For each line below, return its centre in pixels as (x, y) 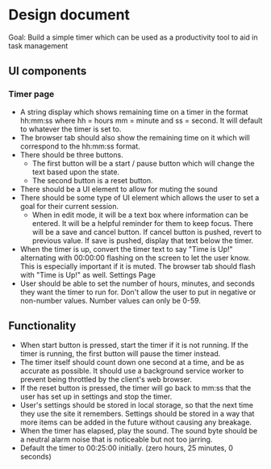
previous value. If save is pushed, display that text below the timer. (143, 241)
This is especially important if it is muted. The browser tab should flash (138, 266)
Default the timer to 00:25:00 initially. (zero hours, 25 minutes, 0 (127, 448)
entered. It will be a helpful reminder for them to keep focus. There (143, 223)
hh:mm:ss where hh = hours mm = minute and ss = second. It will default (141, 120)
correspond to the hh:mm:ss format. (80, 146)
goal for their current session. (69, 206)
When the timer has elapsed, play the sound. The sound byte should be (139, 431)
